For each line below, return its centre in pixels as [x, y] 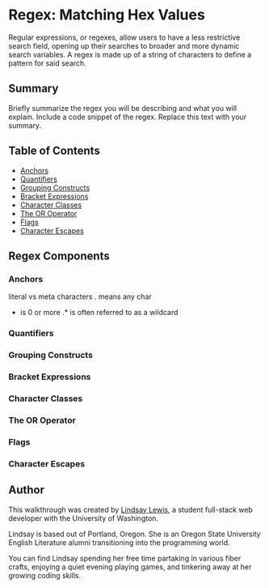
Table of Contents [55, 151]
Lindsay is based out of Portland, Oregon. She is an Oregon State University [134, 534]
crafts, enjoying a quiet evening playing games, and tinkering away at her [130, 567]
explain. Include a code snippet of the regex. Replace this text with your [128, 117]
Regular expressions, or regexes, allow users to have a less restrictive [124, 37]
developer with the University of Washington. [84, 518]
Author [26, 490]
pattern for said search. [47, 63]
